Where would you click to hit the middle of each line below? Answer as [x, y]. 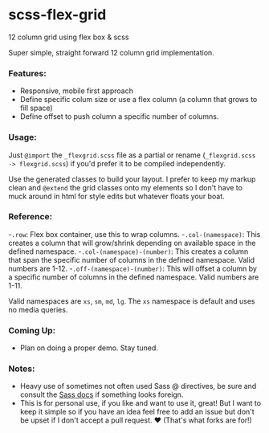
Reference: [31, 217]
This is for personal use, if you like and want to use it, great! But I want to [141, 403]
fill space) [37, 108]
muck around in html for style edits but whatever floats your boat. [116, 196]
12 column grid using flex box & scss [69, 37]
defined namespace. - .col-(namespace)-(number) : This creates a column [128, 251]
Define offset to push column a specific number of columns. [119, 116]
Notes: [22, 369]
